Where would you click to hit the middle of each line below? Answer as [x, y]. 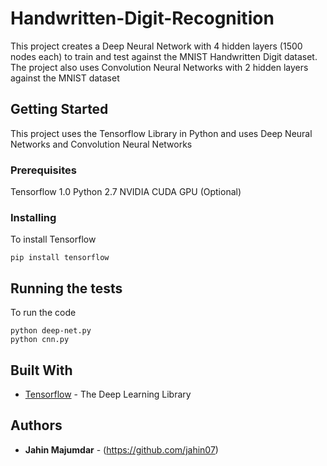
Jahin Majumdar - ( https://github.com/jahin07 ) [121, 449]
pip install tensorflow [60, 258]
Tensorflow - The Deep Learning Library [108, 394]
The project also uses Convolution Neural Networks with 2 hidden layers [159, 67]
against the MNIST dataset [65, 78]
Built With [41, 370]
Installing [33, 217]
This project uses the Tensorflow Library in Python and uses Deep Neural [161, 133]
